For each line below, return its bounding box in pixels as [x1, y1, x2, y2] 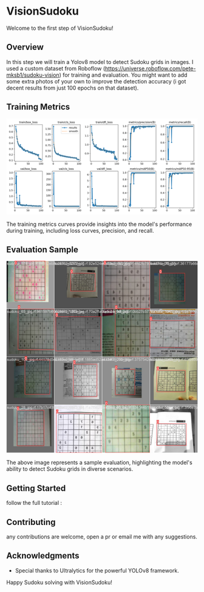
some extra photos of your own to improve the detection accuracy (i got [6, 77, 186, 85]
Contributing [6, 516, 56, 527]
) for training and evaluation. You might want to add [59, 71, 188, 79]
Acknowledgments [6, 551, 80, 561]
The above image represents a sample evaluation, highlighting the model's [6, 459, 192, 467]
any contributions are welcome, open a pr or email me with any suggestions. [6, 533, 197, 540]
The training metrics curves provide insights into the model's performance [6, 220, 192, 228]
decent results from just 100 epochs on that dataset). [6, 84, 139, 91]
